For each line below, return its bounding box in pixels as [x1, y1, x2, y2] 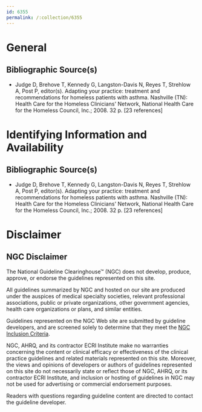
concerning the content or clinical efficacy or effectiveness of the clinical [6, 348, 189, 355]
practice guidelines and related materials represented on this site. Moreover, [6, 354, 197, 362]
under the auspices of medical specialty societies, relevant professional [6, 292, 186, 300]
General [6, 41, 47, 55]
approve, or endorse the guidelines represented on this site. [6, 274, 155, 282]
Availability [6, 141, 64, 154]
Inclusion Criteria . [6, 330, 50, 337]
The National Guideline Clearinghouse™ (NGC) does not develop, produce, [6, 268, 192, 275]
